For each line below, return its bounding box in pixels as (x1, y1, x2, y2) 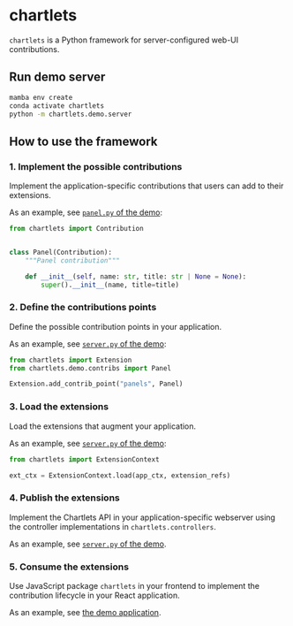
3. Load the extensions (9, 401, 109, 413)
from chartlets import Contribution (9, 225, 144, 233)
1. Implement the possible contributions (9, 160, 183, 172)
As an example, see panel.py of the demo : (9, 207, 163, 218)
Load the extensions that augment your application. (9, 421, 197, 431)
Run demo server (9, 70, 106, 85)
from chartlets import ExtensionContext (9, 454, 161, 464)
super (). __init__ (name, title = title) (41, 280, 179, 289)
